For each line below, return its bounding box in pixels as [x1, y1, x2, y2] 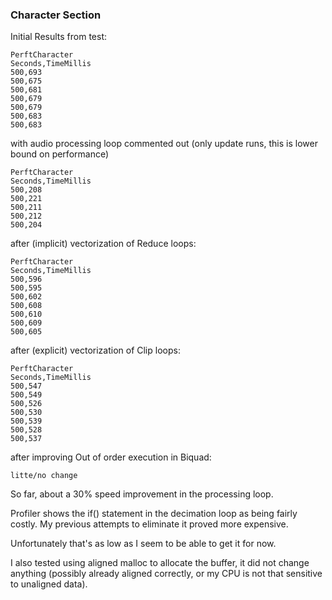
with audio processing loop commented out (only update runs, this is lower [10, 138, 318, 150]
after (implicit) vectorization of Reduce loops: [10, 238, 197, 250]
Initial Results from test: [10, 31, 108, 43]
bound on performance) [10, 148, 110, 160]
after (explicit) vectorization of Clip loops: [10, 344, 181, 357]
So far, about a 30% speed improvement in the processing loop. [10, 488, 274, 500]
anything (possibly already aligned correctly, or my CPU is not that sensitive [10, 568, 323, 580]
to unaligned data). [10, 578, 88, 590]
